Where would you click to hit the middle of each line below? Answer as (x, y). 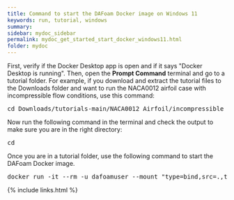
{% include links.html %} (42, 190)
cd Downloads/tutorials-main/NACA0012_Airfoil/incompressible (116, 109)
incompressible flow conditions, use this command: (81, 95)
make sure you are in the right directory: (65, 129)
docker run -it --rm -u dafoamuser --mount (83, 177)
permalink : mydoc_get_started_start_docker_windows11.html (95, 40)
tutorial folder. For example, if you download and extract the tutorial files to (114, 80)
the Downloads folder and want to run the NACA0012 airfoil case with (107, 88)
